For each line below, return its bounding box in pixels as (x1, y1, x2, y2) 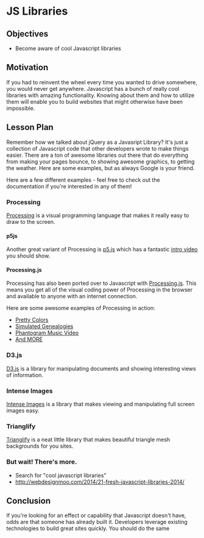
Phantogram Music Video (15, 329, 79, 337)
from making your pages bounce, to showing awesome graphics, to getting (6, 157, 195, 165)
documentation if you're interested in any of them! (6, 182, 132, 190)
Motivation (6, 62, 49, 73)
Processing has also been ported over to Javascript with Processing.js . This (6, 279, 197, 287)
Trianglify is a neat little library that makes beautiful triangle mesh (6, 436, 171, 443)
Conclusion (6, 495, 51, 506)
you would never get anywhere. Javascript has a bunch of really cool (6, 85, 180, 92)
